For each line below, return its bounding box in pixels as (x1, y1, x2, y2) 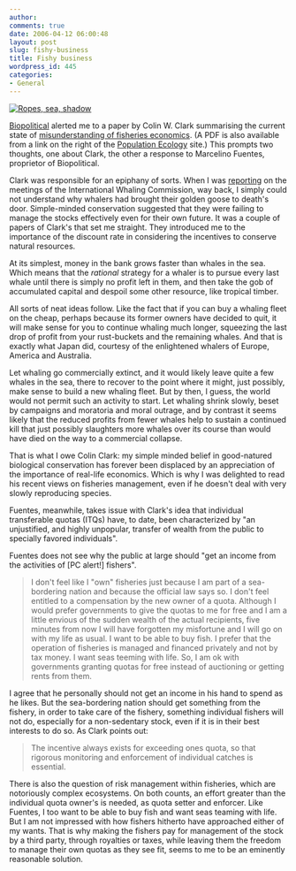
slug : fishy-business (9, 46, 89, 55)
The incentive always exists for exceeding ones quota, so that (30, 742, 256, 753)
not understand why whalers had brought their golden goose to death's (9, 194, 269, 204)
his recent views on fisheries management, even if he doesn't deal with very (9, 478, 287, 489)
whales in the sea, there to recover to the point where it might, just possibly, (9, 377, 285, 387)
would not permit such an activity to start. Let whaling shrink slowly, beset (9, 395, 279, 406)
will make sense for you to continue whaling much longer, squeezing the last (9, 322, 287, 332)
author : (9, 12, 38, 22)
